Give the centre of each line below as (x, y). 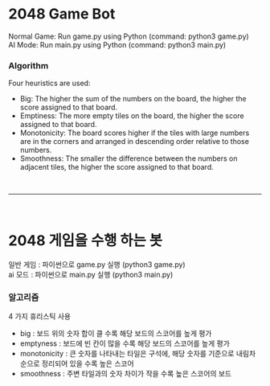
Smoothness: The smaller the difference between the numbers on (129, 158)
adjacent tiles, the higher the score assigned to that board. (117, 167)
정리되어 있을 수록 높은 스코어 (88, 363)
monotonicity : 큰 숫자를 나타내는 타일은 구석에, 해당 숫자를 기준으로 (127, 354)
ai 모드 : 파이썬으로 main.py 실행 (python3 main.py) (91, 275)
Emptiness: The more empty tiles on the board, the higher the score (132, 116)
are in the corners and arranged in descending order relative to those (134, 142)
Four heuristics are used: (49, 83)
